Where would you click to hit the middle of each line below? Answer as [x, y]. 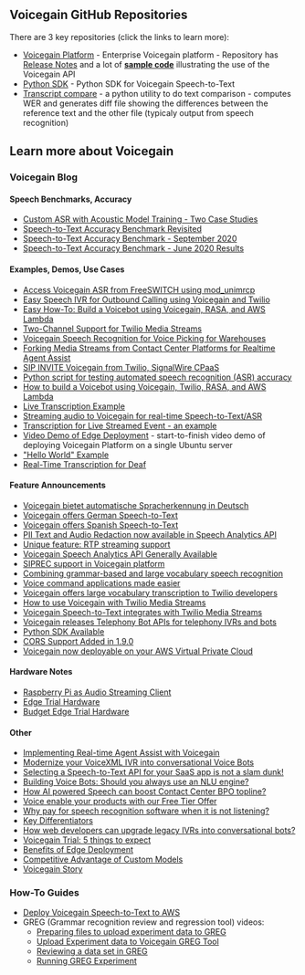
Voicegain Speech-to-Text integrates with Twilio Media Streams [142, 612]
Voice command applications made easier [101, 582]
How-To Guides [44, 893]
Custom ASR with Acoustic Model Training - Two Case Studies [140, 219]
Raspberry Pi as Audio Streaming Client [97, 692]
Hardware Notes [41, 672]
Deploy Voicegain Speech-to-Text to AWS [101, 913]
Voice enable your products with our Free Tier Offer [120, 802]
